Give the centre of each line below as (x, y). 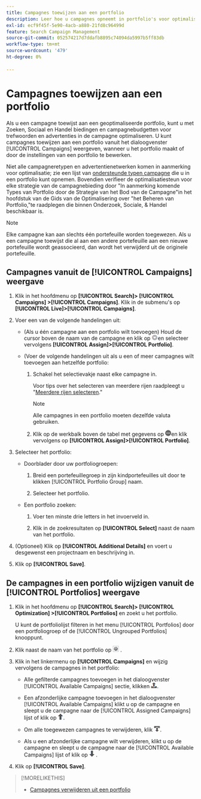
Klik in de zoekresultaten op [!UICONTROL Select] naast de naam (114, 528)
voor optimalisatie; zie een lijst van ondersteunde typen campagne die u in (98, 173)
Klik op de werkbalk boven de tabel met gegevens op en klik (110, 434)
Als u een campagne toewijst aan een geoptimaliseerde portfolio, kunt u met (100, 123)
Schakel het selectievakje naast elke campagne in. (95, 374)
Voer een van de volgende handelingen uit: (68, 320)
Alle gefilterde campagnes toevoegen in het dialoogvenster (97, 680)
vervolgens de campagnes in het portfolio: (67, 668)
